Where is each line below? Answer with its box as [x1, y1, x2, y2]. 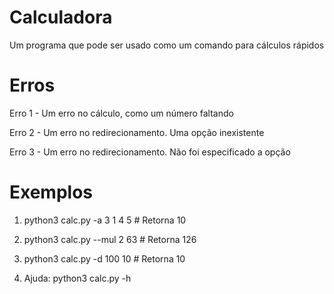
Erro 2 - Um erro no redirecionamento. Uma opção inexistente [9, 126, 265, 138]
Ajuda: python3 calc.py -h [23, 272, 132, 284]
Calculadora [9, 6, 113, 29]
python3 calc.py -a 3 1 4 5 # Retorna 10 [23, 214, 187, 226]
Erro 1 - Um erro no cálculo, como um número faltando [9, 107, 234, 119]
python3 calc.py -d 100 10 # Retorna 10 [23, 252, 186, 265]
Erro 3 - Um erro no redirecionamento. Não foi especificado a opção [9, 146, 291, 158]
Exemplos [9, 181, 94, 204]
